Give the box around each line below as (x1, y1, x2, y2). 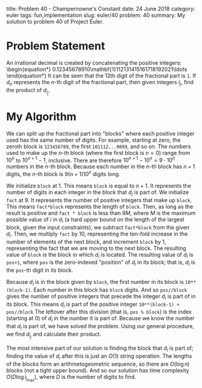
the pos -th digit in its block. (6, 266, 74, 274)
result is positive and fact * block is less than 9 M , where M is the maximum (6, 209, 196, 217)
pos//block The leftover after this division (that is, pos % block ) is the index (6, 308, 192, 315)
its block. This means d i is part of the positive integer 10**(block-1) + (6, 300, 180, 309)
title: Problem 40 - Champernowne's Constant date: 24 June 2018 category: (6, 5, 195, 12)
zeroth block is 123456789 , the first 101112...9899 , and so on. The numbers (6, 142, 191, 150)
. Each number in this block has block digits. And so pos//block (30, 286, 188, 293)
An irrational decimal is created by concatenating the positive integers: (6, 59, 182, 66)
